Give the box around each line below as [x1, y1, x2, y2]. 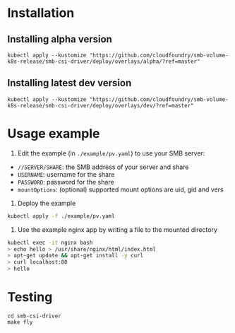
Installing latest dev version [7, 77, 132, 89]
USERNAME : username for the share [17, 170, 115, 178]
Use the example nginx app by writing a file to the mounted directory [17, 225, 217, 234]
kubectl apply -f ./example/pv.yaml [7, 212, 115, 220]
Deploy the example [17, 199, 76, 207]
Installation [7, 5, 75, 21]
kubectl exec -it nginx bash [7, 239, 93, 246]
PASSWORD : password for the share [17, 177, 114, 186]
